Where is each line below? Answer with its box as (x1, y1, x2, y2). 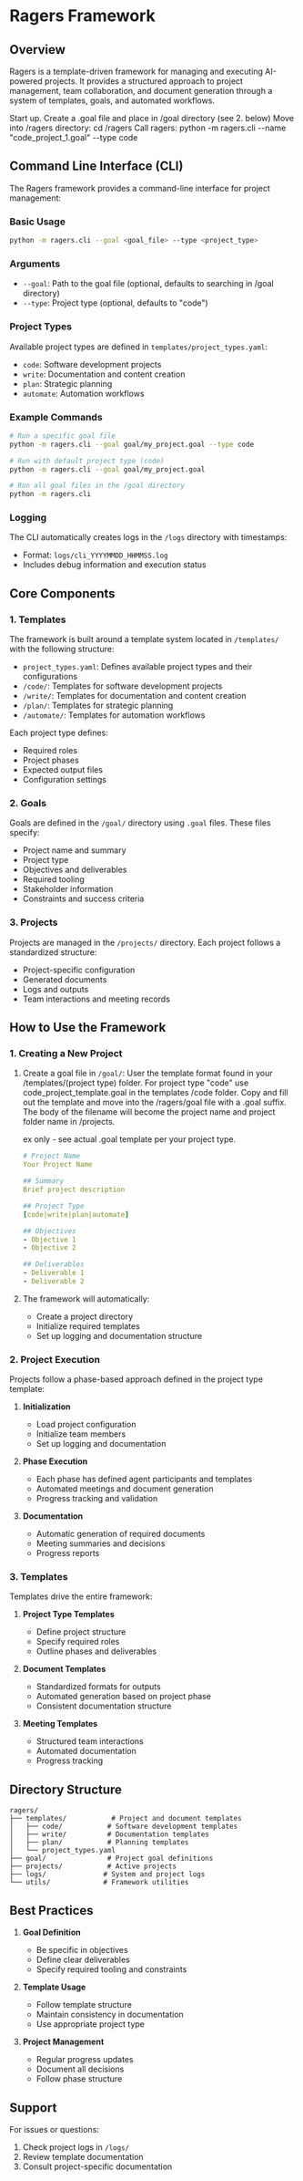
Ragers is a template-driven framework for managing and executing (9, 66, 264, 77)
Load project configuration (35, 1419, 136, 1430)
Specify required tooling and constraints (35, 1964, 187, 1975)
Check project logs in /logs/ (22, 2141, 130, 2153)
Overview (9, 42, 66, 57)
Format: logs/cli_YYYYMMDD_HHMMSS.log (22, 549, 168, 561)
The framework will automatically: (22, 1293, 150, 1304)
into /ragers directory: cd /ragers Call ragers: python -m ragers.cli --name (9, 122, 287, 133)
